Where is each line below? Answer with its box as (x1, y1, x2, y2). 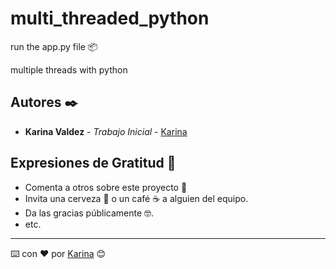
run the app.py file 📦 (10, 40, 98, 52)
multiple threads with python (10, 63, 128, 76)
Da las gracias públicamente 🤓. (24, 207, 155, 219)
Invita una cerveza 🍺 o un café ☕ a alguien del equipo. (24, 192, 249, 204)
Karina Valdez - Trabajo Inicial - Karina (24, 125, 188, 137)
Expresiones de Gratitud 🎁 (10, 155, 177, 172)
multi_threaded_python (10, 7, 210, 30)
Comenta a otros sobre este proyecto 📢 (24, 181, 188, 193)
